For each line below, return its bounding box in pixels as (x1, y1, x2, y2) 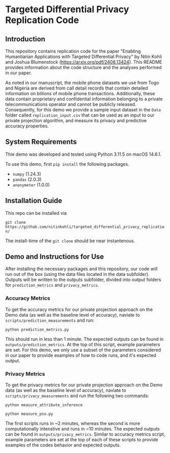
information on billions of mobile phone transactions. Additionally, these (5, 91, 155, 96)
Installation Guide (5, 196, 62, 205)
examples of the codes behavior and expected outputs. (5, 442, 121, 448)
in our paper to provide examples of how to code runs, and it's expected (5, 352, 156, 358)
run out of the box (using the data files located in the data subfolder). (5, 271, 150, 277)
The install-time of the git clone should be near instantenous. (5, 238, 135, 244)
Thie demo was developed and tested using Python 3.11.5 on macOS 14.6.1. (5, 151, 161, 157)
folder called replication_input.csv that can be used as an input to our (5, 112, 155, 118)
